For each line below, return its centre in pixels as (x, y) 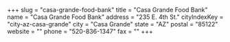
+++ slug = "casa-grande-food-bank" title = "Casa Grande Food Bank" (107, 10)
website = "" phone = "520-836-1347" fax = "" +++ (80, 31)
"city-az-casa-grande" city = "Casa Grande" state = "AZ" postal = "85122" (113, 24)
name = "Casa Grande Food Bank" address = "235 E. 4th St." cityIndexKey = (115, 17)
